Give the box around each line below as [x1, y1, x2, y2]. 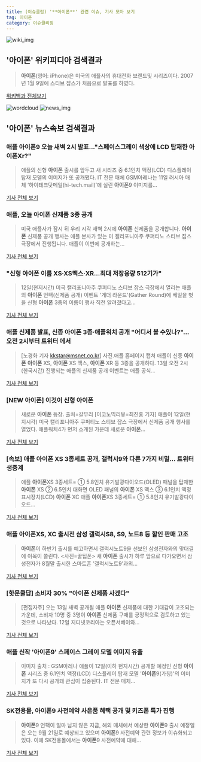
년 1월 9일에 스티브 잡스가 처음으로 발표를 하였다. [20, 80, 135, 87]
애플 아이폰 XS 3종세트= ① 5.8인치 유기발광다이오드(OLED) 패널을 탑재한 [20, 478, 193, 485]
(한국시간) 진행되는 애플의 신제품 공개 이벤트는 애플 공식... [20, 366, 156, 374]
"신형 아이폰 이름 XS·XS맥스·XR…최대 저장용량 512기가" [6, 269, 162, 278]
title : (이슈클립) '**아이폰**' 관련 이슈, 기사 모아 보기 [6, 8, 135, 15]
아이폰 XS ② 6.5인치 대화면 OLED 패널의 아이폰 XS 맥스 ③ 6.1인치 [20, 486, 181, 493]
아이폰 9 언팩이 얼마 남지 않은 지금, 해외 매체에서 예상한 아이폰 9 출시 [20, 721, 179, 728]
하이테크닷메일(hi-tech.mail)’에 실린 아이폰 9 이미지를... [29, 181, 157, 189]
